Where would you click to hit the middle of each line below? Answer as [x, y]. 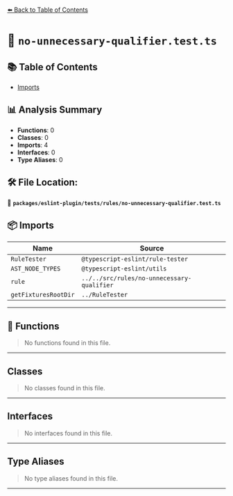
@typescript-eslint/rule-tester [135, 259]
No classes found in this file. [64, 388]
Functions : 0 [36, 130]
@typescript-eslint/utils [124, 269]
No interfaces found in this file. [68, 433]
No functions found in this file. [67, 343]
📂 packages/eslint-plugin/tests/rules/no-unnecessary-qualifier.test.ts [114, 202]
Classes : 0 [33, 137]
